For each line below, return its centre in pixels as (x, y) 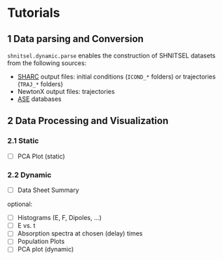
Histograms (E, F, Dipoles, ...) (59, 218)
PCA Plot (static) (41, 156)
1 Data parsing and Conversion (75, 39)
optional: (20, 204)
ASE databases (39, 99)
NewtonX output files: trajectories (66, 91)
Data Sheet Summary (48, 190)
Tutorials (34, 13)
